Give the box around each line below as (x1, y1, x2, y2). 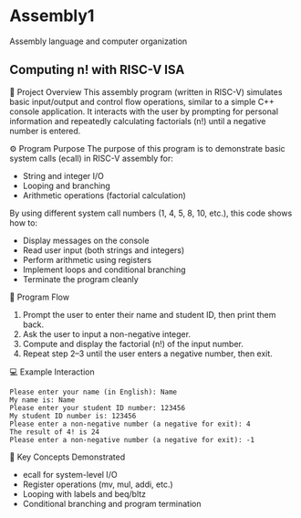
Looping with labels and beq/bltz (22, 488, 147, 499)
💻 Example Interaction (9, 366, 95, 377)
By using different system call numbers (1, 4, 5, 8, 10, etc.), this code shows (9, 207, 293, 218)
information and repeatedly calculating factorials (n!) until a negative (9, 115, 266, 126)
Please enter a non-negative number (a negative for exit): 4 (9, 419, 251, 428)
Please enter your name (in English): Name (9, 387, 178, 396)
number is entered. (9, 125, 81, 136)
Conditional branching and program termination (22, 498, 202, 509)
